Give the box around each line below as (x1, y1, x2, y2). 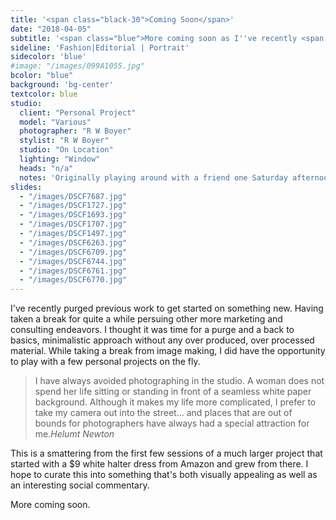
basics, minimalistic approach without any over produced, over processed (10, 334, 315, 346)
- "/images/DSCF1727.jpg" (19, 201, 128, 211)
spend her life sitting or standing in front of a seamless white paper (34, 386, 312, 398)
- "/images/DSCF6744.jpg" (19, 256, 128, 266)
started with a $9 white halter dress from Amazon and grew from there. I (10, 458, 309, 470)
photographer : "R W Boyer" (19, 126, 132, 136)
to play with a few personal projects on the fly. (10, 356, 201, 368)
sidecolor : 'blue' (10, 52, 87, 62)
